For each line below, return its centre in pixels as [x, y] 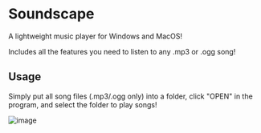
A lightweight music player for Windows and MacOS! [96, 36]
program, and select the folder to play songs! [83, 104]
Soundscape [51, 14]
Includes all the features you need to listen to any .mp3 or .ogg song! [122, 51]
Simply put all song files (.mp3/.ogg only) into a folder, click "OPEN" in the [130, 96]
